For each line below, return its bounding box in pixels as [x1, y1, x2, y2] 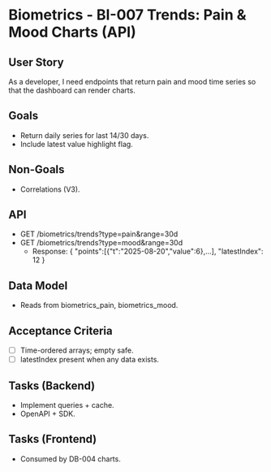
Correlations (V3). [19, 184, 80, 194]
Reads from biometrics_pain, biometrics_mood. [19, 301, 179, 310]
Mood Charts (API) [8, 23, 136, 41]
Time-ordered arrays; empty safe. [19, 345, 134, 355]
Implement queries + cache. [19, 401, 115, 409]
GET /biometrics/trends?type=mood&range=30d [19, 238, 183, 248]
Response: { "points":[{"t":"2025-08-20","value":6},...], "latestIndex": [32, 246, 264, 257]
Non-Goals [8, 162, 65, 176]
